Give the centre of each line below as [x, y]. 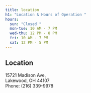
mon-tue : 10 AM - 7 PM [33, 29]
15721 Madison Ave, [26, 75]
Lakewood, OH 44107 [27, 80]
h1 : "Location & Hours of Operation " [46, 15]
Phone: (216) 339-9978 [29, 85]
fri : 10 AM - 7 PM [29, 38]
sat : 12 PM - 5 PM [29, 43]
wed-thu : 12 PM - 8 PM [33, 33]
